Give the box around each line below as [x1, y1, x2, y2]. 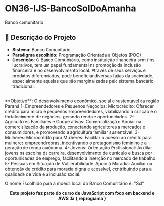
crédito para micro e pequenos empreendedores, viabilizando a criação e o [5, 108, 157, 114]
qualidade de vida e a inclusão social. [5, 171, 81, 177]
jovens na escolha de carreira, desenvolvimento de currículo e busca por [5, 150, 153, 156]
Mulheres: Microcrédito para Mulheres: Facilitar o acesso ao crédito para [5, 134, 152, 140]
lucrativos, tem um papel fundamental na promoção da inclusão [12, 62, 141, 68]
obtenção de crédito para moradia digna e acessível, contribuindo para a [5, 166, 152, 172]
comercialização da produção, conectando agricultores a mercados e [5, 124, 146, 130]
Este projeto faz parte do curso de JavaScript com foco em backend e [10, 190, 155, 196]
